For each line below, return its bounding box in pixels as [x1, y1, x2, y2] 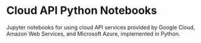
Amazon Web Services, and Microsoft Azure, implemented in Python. [6, 30, 180, 37]
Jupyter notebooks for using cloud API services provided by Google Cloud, [6, 24, 196, 31]
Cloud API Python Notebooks [6, 4, 158, 18]
